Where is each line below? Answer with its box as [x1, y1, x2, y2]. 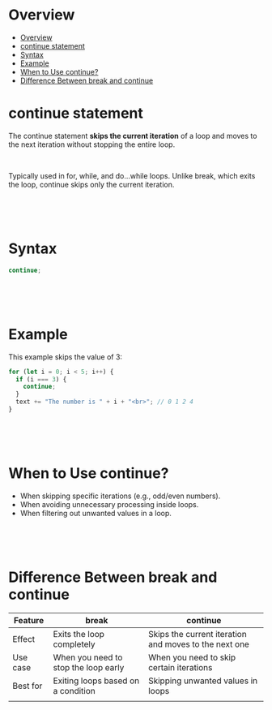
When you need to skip [148, 652, 236, 663]
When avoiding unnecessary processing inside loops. [19, 499, 199, 509]
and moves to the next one [148, 639, 249, 650]
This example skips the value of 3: [8, 351, 123, 362]
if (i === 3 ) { [15, 375, 67, 383]
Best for [12, 680, 43, 691]
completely [53, 639, 96, 650]
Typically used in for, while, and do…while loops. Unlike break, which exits [8, 170, 256, 180]
